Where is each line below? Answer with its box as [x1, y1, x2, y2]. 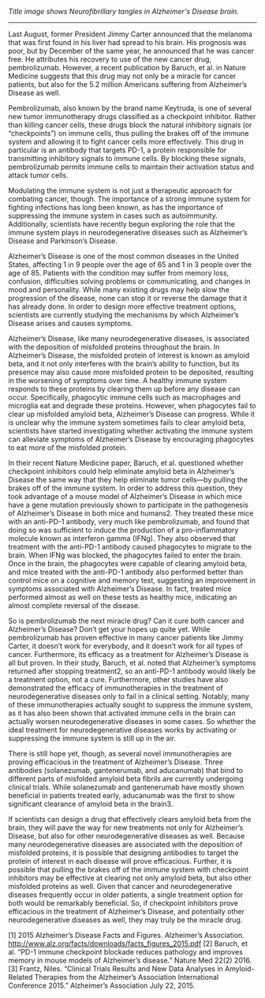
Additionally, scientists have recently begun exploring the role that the [8, 219, 235, 228]
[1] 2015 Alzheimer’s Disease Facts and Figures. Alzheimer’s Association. [8, 931, 244, 940]
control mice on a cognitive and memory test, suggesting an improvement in [8, 576, 256, 585]
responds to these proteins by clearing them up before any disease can [8, 385, 241, 393]
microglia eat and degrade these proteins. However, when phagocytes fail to [8, 401, 256, 410]
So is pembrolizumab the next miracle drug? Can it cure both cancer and [8, 616, 244, 625]
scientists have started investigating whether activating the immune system [8, 426, 253, 435]
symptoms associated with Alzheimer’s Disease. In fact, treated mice [8, 584, 232, 593]
